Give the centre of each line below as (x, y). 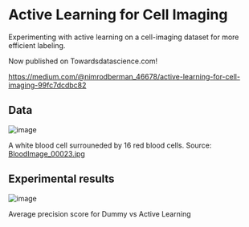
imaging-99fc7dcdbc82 (47, 85)
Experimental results (61, 179)
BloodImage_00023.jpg (47, 153)
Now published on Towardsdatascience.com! (83, 61)
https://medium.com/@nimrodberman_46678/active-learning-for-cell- (124, 76)
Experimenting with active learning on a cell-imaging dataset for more (124, 37)
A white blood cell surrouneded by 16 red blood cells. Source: (110, 145)
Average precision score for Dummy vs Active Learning (100, 213)
